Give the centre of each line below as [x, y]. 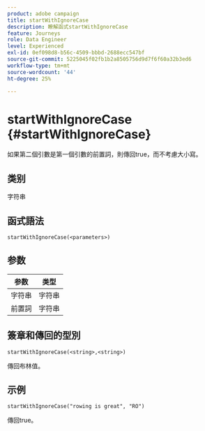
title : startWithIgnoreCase [48, 20]
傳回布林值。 [25, 366]
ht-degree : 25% [29, 79]
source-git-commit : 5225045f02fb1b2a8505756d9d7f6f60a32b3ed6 [99, 59]
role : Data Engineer [37, 40]
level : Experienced [36, 46]
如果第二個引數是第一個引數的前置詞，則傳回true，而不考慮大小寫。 [105, 154]
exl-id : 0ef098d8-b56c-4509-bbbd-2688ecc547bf [76, 53]
